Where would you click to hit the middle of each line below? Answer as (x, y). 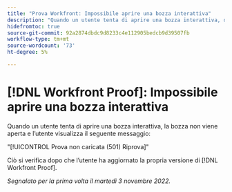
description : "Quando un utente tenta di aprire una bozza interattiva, (114, 20)
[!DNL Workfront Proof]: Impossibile (113, 92)
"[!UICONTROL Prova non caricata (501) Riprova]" (78, 146)
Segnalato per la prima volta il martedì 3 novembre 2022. (89, 181)
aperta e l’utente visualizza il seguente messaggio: (79, 133)
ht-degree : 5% (28, 52)
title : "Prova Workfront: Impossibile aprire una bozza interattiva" (109, 13)
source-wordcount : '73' (41, 46)
